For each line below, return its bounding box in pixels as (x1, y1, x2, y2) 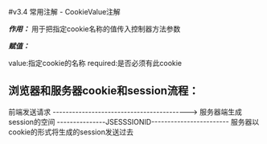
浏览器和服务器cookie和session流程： (8, 84, 199, 98)
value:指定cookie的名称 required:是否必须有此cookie (8, 59, 183, 68)
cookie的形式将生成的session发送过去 (8, 127, 134, 137)
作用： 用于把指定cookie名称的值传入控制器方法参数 (8, 24, 181, 34)
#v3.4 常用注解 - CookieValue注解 (8, 7, 121, 16)
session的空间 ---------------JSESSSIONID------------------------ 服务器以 (8, 117, 260, 126)
